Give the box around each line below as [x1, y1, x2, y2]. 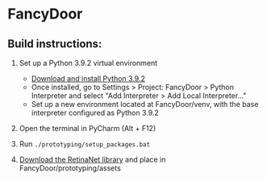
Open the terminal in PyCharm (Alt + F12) [19, 124, 156, 133]
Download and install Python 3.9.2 [31, 74, 146, 83]
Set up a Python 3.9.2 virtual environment [19, 58, 158, 68]
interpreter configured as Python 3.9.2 [31, 108, 159, 117]
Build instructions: [7, 37, 102, 51]
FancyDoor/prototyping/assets [19, 163, 122, 173]
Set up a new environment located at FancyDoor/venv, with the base [31, 100, 259, 109]
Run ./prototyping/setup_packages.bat [19, 139, 151, 149]
